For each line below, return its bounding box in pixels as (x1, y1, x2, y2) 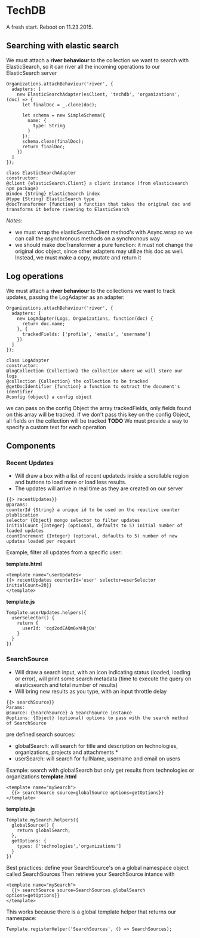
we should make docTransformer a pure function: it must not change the (14, 241, 193, 248)
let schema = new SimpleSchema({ (21, 112, 106, 118)
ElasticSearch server (6, 69, 57, 77)
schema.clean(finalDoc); (21, 138, 84, 144)
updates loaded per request (6, 539, 76, 545)
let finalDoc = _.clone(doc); (21, 102, 97, 108)
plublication (6, 512, 39, 518)
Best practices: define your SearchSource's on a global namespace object (6, 864, 189, 871)
